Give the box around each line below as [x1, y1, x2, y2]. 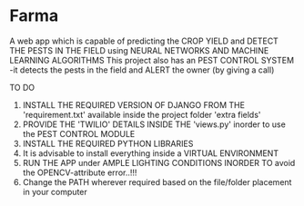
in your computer [22, 186, 88, 197]
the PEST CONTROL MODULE [22, 128, 136, 139]
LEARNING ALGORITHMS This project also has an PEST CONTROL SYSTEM [9, 54, 294, 65]
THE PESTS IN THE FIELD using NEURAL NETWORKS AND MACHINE [9, 44, 269, 55]
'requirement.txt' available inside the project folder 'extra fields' [22, 109, 261, 120]
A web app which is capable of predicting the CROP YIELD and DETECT [9, 35, 279, 46]
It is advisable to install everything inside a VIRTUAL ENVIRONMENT [22, 147, 279, 159]
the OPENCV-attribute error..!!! [22, 167, 137, 178]
